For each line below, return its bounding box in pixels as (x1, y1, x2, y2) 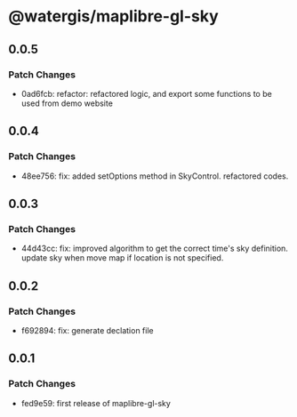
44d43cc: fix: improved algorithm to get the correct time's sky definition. (20, 243, 288, 254)
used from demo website (20, 98, 113, 108)
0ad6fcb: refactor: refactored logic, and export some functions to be (20, 88, 272, 99)
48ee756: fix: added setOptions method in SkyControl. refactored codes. (20, 171, 289, 181)
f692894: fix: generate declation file (20, 325, 154, 335)
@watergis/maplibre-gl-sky (8, 6, 219, 27)
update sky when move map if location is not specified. (20, 253, 224, 263)
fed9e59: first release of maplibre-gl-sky (20, 397, 171, 408)
